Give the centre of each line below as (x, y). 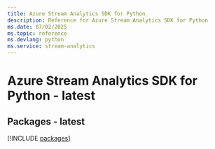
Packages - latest (46, 121)
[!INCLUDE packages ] (39, 138)
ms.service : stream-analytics (51, 46)
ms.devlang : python (36, 40)
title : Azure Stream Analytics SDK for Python (76, 14)
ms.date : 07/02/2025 (37, 27)
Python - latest (51, 96)
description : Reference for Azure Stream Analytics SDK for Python (108, 20)
